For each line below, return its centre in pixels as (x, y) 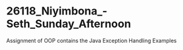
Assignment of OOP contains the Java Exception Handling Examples (91, 40)
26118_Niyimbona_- (57, 11)
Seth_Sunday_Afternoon (69, 24)
